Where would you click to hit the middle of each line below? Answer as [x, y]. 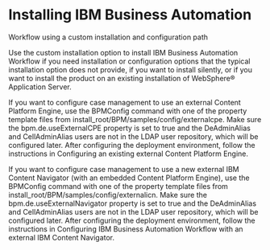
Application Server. [40, 87]
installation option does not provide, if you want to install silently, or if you [130, 69]
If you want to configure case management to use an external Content [125, 102]
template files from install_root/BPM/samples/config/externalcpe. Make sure [135, 119]
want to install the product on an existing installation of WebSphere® [122, 78]
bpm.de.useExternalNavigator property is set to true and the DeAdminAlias [132, 203]
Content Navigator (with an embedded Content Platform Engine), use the [129, 178]
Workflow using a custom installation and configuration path [108, 37]
